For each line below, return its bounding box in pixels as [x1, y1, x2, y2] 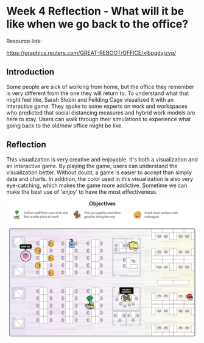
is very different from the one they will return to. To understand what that [6, 90, 189, 97]
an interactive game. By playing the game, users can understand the [6, 162, 178, 169]
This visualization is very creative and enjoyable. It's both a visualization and [6, 155, 198, 163]
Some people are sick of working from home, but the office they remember [6, 83, 195, 90]
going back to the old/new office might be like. [6, 122, 123, 129]
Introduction [6, 67, 55, 77]
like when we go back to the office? [6, 17, 189, 31]
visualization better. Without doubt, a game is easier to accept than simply [6, 169, 192, 176]
